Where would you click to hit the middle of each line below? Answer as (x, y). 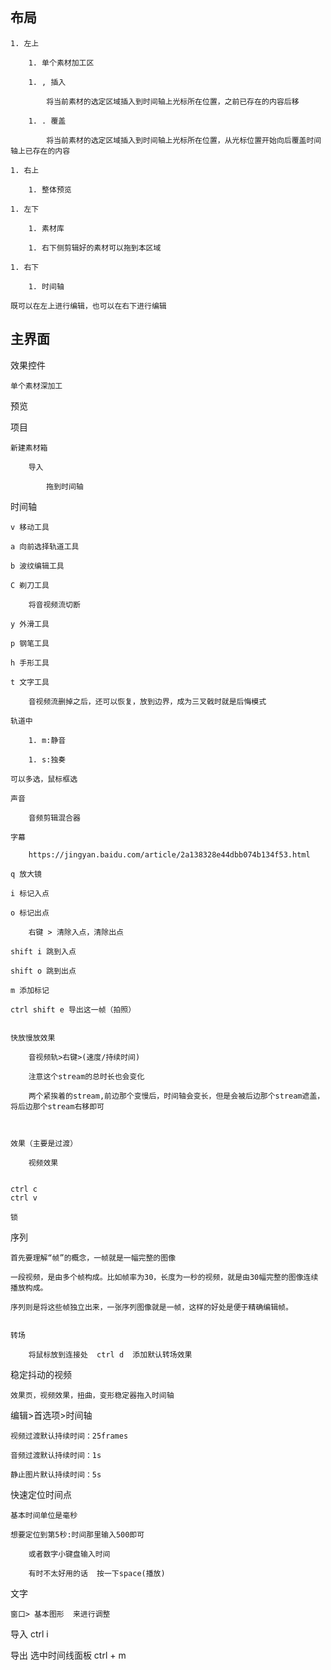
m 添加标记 (30, 990)
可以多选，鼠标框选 (44, 779)
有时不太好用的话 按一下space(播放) (97, 1573)
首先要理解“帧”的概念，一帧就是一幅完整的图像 (93, 1258)
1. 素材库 (46, 228)
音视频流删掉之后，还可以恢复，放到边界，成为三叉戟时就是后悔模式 (147, 701)
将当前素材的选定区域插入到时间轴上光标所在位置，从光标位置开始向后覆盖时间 (184, 140)
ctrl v (24, 1198)
